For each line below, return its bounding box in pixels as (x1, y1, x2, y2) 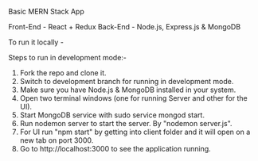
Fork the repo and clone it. (19, 68, 107, 78)
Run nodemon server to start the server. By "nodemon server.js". (19, 119, 233, 128)
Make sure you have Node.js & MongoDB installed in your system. (19, 85, 236, 94)
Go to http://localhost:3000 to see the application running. (19, 144, 211, 153)
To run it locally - (8, 37, 64, 47)
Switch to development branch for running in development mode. (19, 77, 234, 86)
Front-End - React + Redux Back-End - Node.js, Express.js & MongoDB (8, 22, 241, 31)
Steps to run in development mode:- (8, 53, 127, 62)
